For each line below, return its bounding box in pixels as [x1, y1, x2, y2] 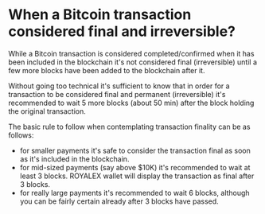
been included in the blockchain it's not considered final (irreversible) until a [8, 57, 257, 67]
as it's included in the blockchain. [19, 154, 130, 164]
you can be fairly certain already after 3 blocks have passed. [19, 196, 219, 206]
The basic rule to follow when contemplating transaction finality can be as [8, 122, 251, 131]
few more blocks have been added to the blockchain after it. [8, 65, 205, 75]
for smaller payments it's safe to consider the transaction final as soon [19, 146, 251, 155]
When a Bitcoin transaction [8, 6, 192, 24]
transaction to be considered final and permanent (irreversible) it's [8, 89, 226, 99]
